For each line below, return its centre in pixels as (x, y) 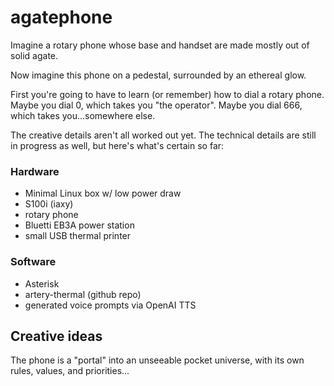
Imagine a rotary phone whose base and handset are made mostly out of (160, 45)
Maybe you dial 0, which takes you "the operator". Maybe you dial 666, (156, 105)
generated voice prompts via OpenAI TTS (110, 305)
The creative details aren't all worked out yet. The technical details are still (163, 135)
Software (33, 262)
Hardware (35, 171)
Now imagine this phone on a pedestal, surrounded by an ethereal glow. (158, 75)
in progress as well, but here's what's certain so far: (117, 145)
